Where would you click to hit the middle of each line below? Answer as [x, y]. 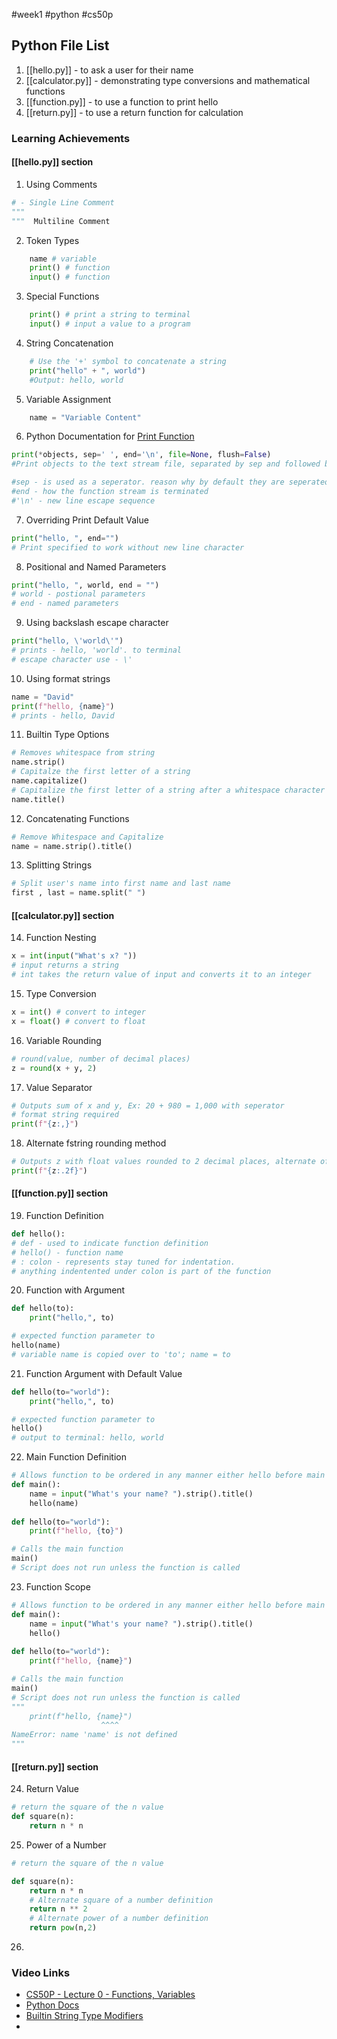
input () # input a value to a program [110, 324]
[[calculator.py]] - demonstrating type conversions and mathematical [168, 80]
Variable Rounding [63, 1040]
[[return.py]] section [55, 1766]
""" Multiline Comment [61, 221]
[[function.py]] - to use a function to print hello [122, 101]
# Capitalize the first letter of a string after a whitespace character [168, 790]
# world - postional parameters [78, 594]
